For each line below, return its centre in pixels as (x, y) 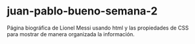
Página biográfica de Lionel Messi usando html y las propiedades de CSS (98, 28)
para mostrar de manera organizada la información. (71, 34)
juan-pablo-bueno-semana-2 (82, 11)
